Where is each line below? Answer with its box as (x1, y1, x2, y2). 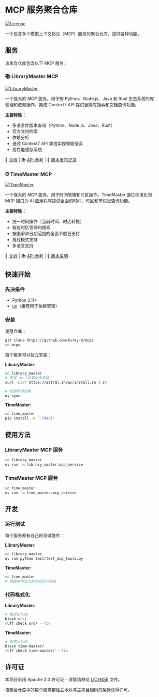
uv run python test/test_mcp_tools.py (5, 556, 83, 561)
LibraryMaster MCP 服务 (5, 446, 63, 453)
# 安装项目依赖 (5, 389, 31, 393)
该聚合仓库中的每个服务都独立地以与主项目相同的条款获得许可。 (5, 687, 132, 693)
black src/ (5, 616, 27, 621)
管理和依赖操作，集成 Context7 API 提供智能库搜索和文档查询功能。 (5, 102, 139, 108)
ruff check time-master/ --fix (5, 648, 68, 653)
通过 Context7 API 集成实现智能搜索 (12, 141, 83, 146)
